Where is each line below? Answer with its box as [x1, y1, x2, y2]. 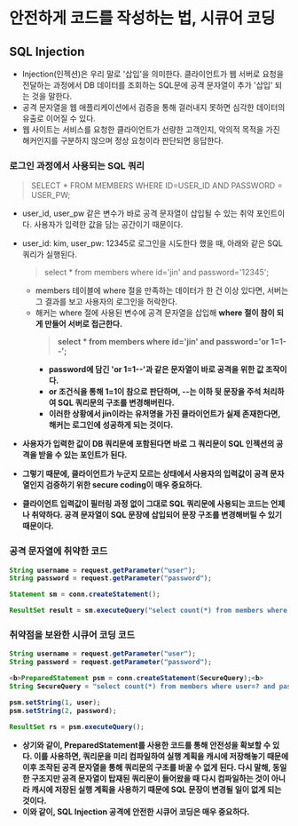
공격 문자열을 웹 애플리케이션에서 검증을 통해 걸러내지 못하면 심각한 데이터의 [21, 102, 286, 112]
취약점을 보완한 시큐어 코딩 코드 [9, 629, 136, 641]
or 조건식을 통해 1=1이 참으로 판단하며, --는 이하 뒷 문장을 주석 [48, 386, 262, 397]
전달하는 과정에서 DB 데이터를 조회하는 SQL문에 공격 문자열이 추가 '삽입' [21, 80, 273, 90]
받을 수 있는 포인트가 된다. [38, 449, 128, 460]
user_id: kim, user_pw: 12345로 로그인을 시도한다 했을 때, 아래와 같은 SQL [21, 238, 284, 249]
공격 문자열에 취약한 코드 [9, 545, 108, 558]
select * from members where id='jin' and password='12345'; [43, 267, 269, 278]
